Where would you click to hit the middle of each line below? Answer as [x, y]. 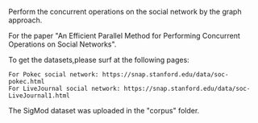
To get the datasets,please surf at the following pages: [99, 60]
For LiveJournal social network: [64, 88]
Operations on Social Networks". [62, 44]
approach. [25, 20]
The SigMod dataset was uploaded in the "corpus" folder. [104, 111]
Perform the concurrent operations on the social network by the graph [125, 12]
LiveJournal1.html [39, 96]
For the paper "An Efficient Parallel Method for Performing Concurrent [124, 36]
